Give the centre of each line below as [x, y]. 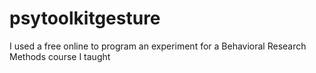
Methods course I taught [60, 56]
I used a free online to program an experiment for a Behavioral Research [158, 46]
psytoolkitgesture [85, 18]
